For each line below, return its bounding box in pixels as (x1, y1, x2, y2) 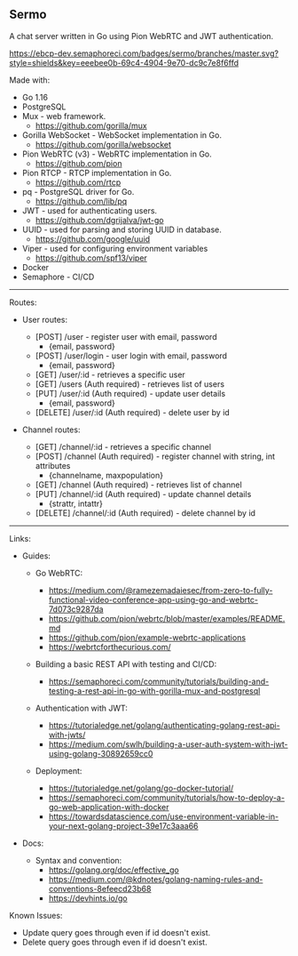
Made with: (9, 75, 51, 85)
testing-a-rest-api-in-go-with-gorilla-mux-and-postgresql (48, 685, 261, 696)
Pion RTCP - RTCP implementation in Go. (21, 167, 172, 178)
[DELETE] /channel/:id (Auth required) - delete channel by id (35, 507, 255, 518)
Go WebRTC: (35, 567, 83, 578)
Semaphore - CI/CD (21, 271, 95, 282)
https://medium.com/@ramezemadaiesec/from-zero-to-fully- (48, 584, 273, 595)
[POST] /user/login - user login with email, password (35, 350, 228, 361)
